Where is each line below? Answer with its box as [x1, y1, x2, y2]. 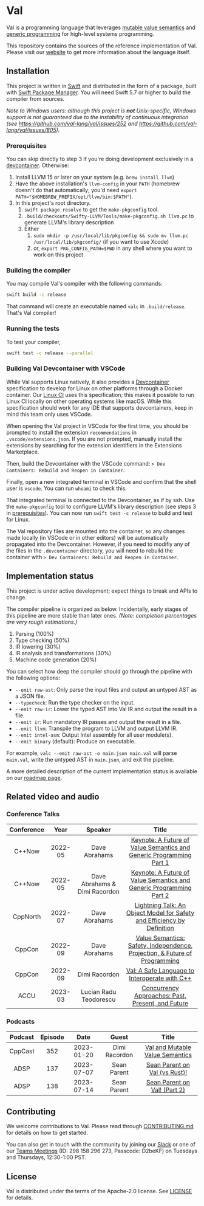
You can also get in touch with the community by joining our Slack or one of [6, 1141, 195, 1148]
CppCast [9, 1047, 35, 1055]
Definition [146, 924, 174, 932]
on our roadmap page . [6, 774, 63, 781]
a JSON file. [15, 692, 46, 700]
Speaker [86, 825, 111, 834]
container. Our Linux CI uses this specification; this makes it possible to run [6, 391, 194, 398]
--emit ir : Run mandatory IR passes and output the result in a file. [15, 718, 182, 725]
